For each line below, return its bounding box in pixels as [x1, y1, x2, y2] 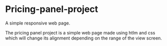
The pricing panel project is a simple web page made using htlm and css [5, 29, 155, 35]
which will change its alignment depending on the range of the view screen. [5, 35, 162, 41]
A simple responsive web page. [5, 20, 70, 26]
